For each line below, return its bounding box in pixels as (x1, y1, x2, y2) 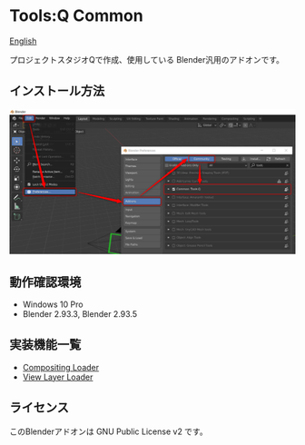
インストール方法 (9, 84, 105, 99)
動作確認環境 (9, 274, 82, 290)
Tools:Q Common (9, 5, 143, 26)
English (9, 35, 37, 46)
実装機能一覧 (9, 337, 82, 352)
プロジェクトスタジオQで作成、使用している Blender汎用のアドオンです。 (9, 54, 284, 64)
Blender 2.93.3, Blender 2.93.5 (22, 308, 138, 319)
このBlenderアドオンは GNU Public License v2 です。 (9, 426, 208, 437)
